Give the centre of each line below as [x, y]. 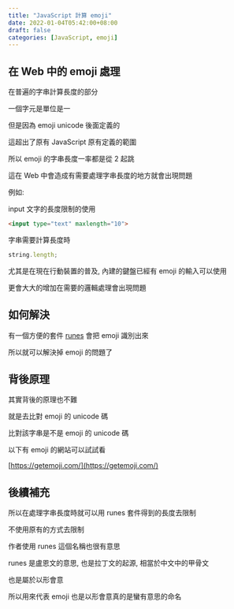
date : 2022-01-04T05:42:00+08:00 [63, 23]
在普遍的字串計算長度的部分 [53, 92]
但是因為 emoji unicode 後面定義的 [64, 125]
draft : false [30, 30]
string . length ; [33, 254]
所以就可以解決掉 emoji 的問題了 [60, 352]
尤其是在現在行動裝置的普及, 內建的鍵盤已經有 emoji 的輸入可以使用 [117, 271]
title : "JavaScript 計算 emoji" [60, 15]
